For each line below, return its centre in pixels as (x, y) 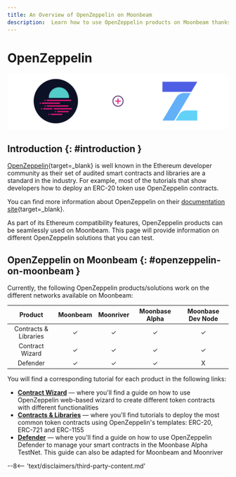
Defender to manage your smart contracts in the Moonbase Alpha (113, 445)
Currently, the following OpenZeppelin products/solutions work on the (108, 288)
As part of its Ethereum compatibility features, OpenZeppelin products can (115, 223)
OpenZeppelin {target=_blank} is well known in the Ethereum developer (110, 166)
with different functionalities (58, 407)
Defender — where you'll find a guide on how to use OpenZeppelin (114, 437)
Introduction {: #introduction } (75, 149)
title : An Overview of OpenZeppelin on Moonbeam (80, 15)
